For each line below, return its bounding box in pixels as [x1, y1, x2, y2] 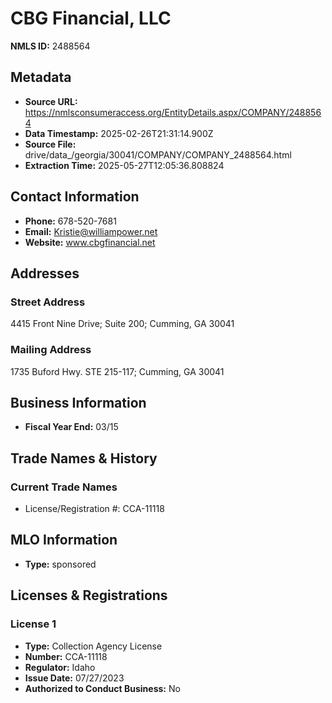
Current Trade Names [10, 480, 118, 494]
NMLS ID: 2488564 [10, 40, 91, 52]
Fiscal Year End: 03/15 [24, 421, 119, 433]
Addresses [10, 265, 80, 282]
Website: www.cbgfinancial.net [24, 236, 156, 248]
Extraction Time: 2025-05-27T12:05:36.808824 [24, 159, 225, 171]
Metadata [10, 69, 72, 86]
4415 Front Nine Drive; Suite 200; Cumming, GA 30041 [10, 318, 235, 330]
